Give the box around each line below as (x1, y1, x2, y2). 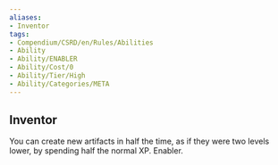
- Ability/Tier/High (9, 71, 87, 80)
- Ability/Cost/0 (9, 63, 74, 72)
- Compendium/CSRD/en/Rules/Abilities (9, 37, 154, 47)
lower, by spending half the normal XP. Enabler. (9, 145, 183, 156)
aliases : (9, 12, 42, 22)
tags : (9, 29, 29, 38)
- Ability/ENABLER (9, 54, 78, 63)
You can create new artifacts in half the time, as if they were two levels (9, 136, 270, 147)
